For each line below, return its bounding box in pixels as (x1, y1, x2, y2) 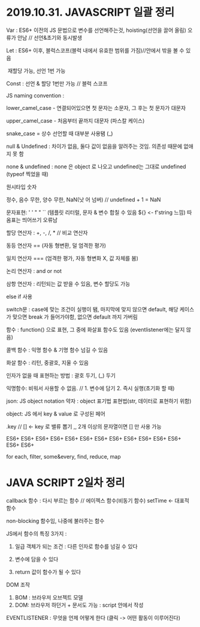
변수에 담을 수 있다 (14, 555, 59, 563)
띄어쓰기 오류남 (22, 216, 58, 223)
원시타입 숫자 (6, 183, 37, 190)
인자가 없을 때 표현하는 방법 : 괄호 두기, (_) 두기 (6, 372, 116, 379)
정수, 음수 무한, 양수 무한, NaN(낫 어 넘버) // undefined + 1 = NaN (6, 196, 161, 203)
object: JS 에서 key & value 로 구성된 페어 (6, 410, 106, 417)
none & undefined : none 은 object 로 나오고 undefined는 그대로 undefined (6, 163, 187, 170)
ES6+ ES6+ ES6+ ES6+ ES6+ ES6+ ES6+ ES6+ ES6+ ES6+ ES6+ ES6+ (6, 435, 181, 442)
